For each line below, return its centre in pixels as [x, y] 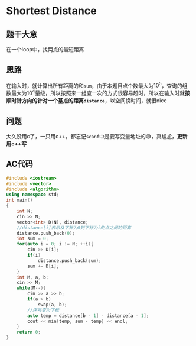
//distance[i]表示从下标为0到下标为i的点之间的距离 [74, 228]
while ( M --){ [31, 288]
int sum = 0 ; [33, 239]
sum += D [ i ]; [43, 266]
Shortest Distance [51, 11]
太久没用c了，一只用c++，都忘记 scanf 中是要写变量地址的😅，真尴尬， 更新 [97, 136]
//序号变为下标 [43, 310]
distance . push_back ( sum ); [69, 261]
